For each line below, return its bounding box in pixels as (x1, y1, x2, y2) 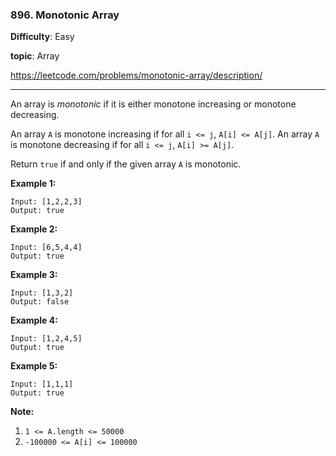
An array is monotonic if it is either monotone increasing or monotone (10, 98, 297, 110)
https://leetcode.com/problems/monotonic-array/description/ (10, 69, 263, 82)
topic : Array (10, 50, 60, 62)
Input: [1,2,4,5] (10, 334, 83, 344)
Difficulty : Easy (10, 31, 75, 43)
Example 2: (10, 223, 58, 235)
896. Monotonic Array (10, 8, 120, 22)
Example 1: (10, 178, 57, 190)
